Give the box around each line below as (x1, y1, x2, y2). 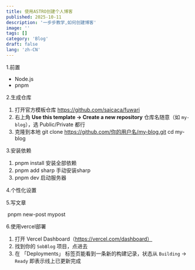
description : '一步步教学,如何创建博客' (6, 19, 97, 25)
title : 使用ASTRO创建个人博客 (6, 8, 73, 15)
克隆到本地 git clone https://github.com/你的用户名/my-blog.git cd (14, 128, 174, 135)
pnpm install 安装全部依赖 (14, 159, 77, 166)
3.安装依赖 (6, 147, 32, 154)
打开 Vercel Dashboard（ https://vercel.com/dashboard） (14, 235, 153, 242)
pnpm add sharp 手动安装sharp (14, 167, 91, 174)
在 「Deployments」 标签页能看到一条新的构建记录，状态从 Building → (14, 250, 187, 257)
